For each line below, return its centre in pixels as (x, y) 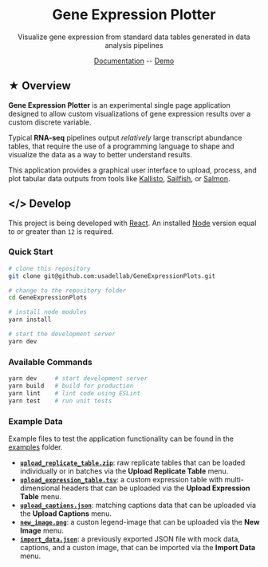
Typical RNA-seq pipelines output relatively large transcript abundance (125, 137)
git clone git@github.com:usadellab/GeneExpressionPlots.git (112, 276)
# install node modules (48, 312)
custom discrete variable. (50, 122)
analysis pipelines (134, 45)
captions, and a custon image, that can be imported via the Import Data (138, 547)
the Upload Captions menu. (65, 513)
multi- (235, 479)
